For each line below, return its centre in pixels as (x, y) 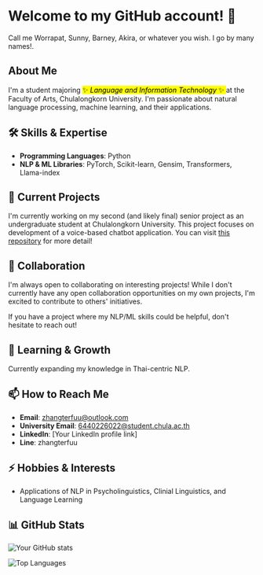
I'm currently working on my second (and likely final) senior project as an (126, 216)
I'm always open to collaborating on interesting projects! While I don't (120, 285)
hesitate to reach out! (42, 325)
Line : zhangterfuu (49, 442)
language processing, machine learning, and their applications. (110, 107)
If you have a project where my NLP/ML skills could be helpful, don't (119, 317)
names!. (21, 46)
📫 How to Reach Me (58, 394)
